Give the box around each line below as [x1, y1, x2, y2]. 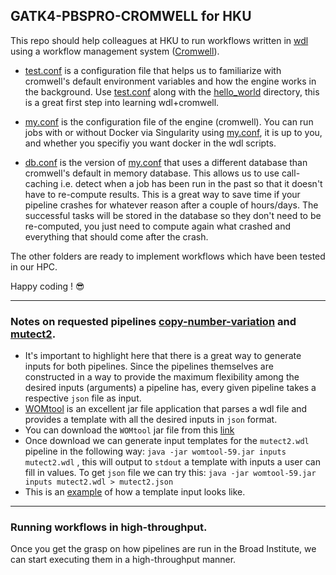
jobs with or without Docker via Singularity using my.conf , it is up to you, [24, 126, 323, 138]
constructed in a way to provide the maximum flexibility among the [24, 371, 300, 383]
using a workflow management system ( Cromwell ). [10, 45, 220, 57]
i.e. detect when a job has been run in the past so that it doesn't [60, 177, 323, 189]
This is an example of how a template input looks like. [24, 486, 246, 498]
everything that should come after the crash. [24, 230, 209, 243]
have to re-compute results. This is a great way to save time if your [24, 188, 301, 200]
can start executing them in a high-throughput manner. [10, 554, 237, 566]
